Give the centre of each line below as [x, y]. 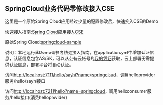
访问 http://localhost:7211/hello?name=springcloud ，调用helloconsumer [76, 91]
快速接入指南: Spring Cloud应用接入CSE [44, 32]
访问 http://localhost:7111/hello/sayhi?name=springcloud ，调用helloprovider [80, 75]
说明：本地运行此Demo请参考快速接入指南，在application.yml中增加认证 [77, 52]
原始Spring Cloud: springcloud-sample [43, 42]
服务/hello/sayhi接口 [25, 81]
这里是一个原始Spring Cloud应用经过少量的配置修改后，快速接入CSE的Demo [81, 21]
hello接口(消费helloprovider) [39, 97]
